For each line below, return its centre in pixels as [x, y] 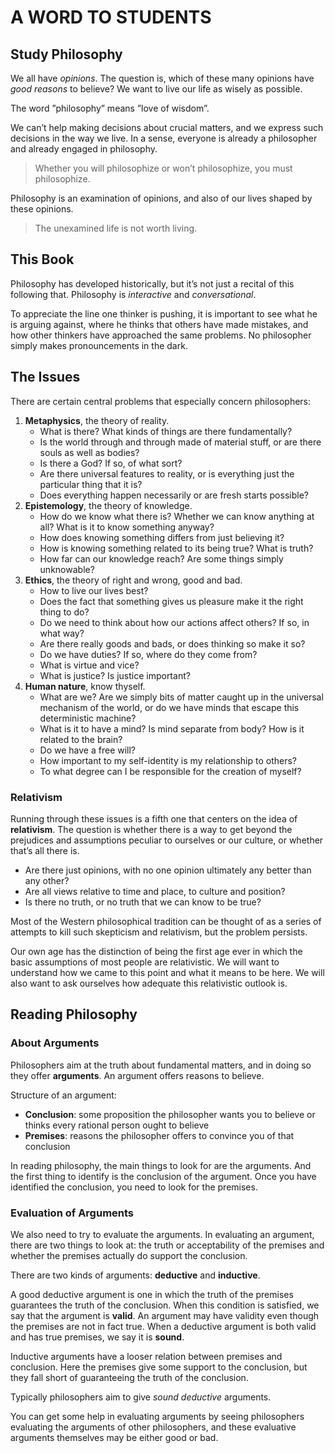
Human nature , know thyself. [85, 686]
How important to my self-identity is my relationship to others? [168, 760]
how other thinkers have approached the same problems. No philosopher [161, 335]
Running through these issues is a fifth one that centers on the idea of [154, 818]
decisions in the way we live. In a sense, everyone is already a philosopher [164, 138]
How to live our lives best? [94, 590]
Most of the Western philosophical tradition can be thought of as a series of [166, 921]
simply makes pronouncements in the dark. [99, 345]
